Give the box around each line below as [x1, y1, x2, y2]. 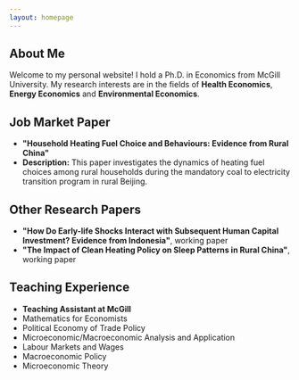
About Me [9, 46, 65, 62]
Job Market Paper [9, 114, 111, 129]
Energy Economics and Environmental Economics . [9, 88, 200, 99]
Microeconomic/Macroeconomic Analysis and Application [21, 332, 236, 343]
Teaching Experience [9, 280, 130, 295]
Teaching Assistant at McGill [21, 303, 132, 314]
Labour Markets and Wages [21, 341, 125, 352]
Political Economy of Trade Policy [21, 322, 145, 333]
